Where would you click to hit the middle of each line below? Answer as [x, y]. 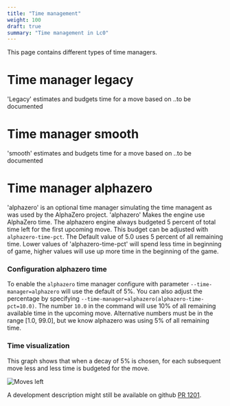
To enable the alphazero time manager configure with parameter [98, 284]
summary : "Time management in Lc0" [58, 33]
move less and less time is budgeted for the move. [78, 368]
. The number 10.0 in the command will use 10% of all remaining [125, 306]
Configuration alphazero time [57, 269]
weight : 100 [24, 20]
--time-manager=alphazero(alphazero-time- [143, 299]
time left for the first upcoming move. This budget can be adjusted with [107, 229]
